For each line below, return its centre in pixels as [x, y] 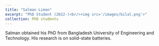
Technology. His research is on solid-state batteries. [58, 38]
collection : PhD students [32, 19]
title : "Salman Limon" [28, 10]
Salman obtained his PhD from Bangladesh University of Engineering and [80, 33]
